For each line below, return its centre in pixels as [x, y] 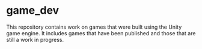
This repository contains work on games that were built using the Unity [94, 27]
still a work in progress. [35, 39]
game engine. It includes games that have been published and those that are [101, 33]
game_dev [33, 10]
